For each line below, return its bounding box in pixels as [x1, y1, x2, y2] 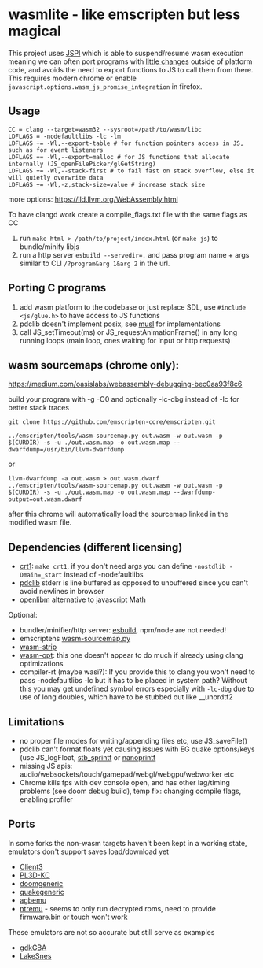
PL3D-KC [19, 870, 51, 880]
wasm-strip [19, 642, 57, 651]
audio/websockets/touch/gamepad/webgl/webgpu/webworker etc [19, 770, 234, 779]
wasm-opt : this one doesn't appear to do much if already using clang [19, 651, 243, 660]
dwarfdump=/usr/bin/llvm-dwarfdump [8, 446, 125, 454]
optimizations [19, 659, 64, 669]
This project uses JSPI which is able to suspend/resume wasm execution [8, 48, 244, 57]
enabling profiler [19, 795, 73, 804]
